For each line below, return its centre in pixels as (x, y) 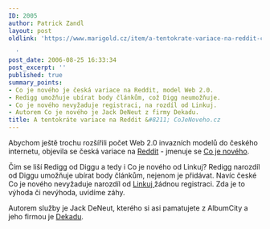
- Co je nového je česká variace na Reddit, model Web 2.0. (111, 90)
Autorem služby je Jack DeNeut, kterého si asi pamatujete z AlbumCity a (128, 208)
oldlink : (23, 38)
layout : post (30, 31)
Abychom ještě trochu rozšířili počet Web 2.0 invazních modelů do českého (133, 143)
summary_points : (35, 82)
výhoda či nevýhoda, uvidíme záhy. (67, 192)
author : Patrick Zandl (46, 23)
